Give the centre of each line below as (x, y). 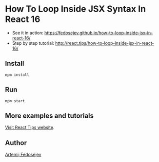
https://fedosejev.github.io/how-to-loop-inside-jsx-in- (99, 33)
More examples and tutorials (50, 116)
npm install (17, 75)
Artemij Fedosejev (23, 155)
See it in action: (28, 33)
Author (16, 143)
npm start (15, 101)
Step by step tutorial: (33, 43)
